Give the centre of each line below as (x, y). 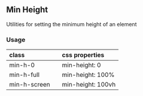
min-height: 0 (81, 65)
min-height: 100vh (89, 85)
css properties (83, 55)
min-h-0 (22, 65)
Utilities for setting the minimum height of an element (71, 24)
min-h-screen (30, 85)
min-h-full (25, 75)
